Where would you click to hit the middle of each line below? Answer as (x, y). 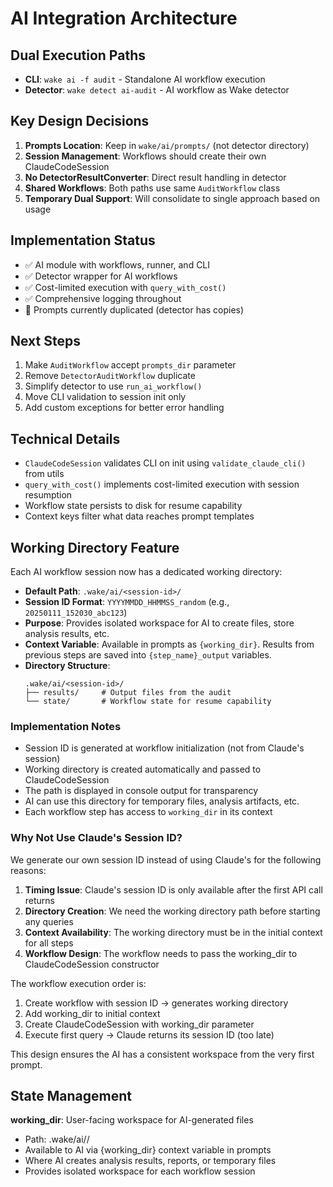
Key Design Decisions (80, 121)
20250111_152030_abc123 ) (76, 613)
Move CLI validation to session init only (105, 397)
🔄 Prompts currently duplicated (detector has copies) (134, 309)
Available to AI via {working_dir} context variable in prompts (148, 1150)
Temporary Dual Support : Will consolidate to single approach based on (172, 198)
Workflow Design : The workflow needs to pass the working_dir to (161, 953)
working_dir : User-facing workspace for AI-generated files (132, 1120)
